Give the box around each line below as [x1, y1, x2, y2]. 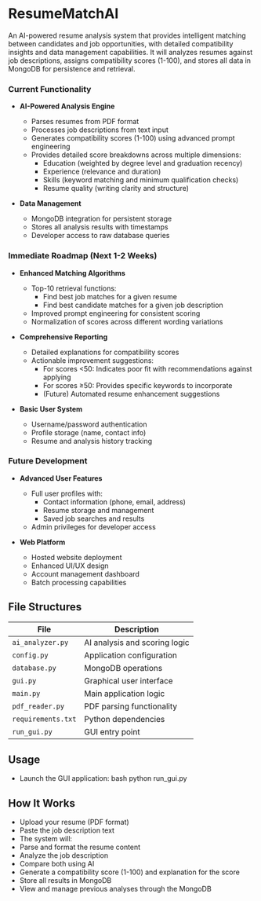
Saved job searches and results [42, 514, 145, 523]
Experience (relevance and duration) [42, 167, 161, 177]
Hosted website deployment [31, 552, 123, 562]
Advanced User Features [19, 473, 103, 483]
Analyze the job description [19, 851, 108, 860]
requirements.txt [12, 714, 77, 723]
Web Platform [19, 537, 66, 547]
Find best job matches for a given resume [42, 291, 178, 301]
